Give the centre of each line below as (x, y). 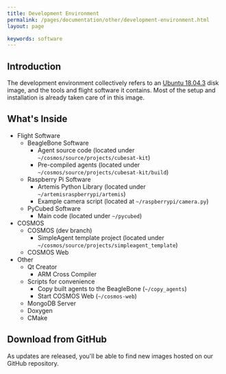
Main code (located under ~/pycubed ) (90, 215)
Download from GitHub (57, 339)
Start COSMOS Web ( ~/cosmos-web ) (87, 296)
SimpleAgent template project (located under (101, 237)
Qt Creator (42, 267)
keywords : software (35, 38)
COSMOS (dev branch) (60, 230)
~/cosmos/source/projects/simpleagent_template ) (108, 245)
